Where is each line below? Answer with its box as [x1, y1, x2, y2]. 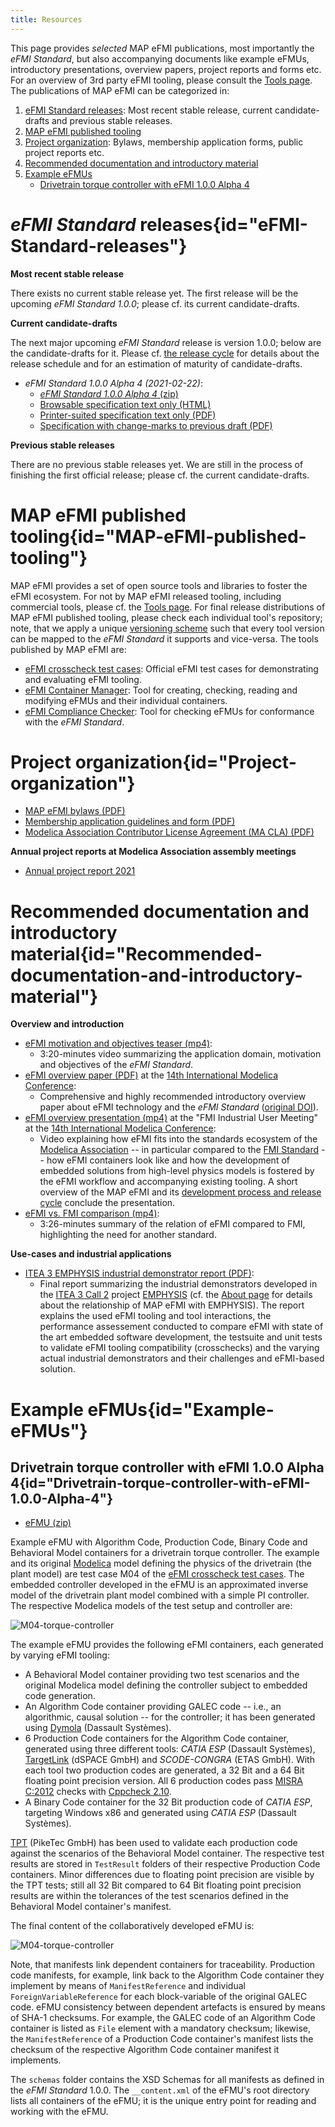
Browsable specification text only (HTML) [39, 398, 212, 410]
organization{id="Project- [74, 751, 297, 773]
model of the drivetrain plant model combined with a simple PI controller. [10, 1589, 310, 1601]
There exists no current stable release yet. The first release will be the [10, 287, 299, 299]
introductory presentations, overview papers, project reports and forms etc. [10, 63, 322, 75]
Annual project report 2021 [24, 865, 136, 877]
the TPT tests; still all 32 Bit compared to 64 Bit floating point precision [10, 1879, 302, 1891]
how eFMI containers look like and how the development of [46, 1154, 290, 1166]
